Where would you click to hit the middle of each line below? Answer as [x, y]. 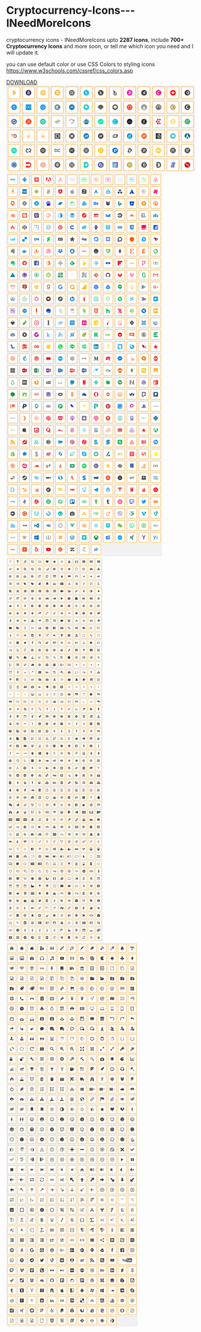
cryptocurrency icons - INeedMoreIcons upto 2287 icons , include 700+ [95, 40]
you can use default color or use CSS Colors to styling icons [80, 64]
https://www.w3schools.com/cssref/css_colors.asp [70, 70]
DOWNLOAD [22, 82]
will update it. [23, 52]
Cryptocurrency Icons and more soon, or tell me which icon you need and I [100, 46]
